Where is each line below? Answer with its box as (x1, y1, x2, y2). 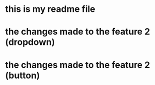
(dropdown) (5, 37, 55, 48)
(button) (5, 70, 40, 81)
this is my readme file (5, 3, 95, 15)
